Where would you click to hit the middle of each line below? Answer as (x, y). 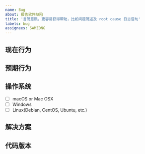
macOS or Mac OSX (33, 99)
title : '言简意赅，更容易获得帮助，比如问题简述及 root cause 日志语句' (73, 19)
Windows (22, 104)
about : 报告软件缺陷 (24, 14)
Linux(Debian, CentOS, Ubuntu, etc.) (50, 110)
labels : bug (17, 24)
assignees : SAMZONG (25, 28)
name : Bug (15, 10)
